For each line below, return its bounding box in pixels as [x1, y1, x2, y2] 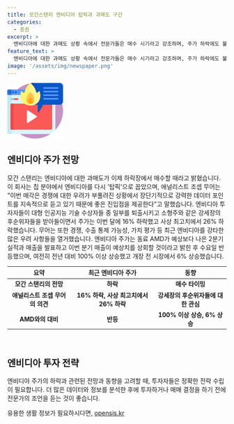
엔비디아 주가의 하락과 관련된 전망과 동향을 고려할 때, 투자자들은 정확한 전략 [7, 377, 212, 385]
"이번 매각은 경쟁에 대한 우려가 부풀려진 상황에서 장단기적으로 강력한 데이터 [7, 191, 211, 199]
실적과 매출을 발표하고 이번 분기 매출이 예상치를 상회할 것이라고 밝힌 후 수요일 [7, 243, 217, 252]
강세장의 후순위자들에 [157, 291, 216, 299]
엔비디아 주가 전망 [7, 154, 79, 166]
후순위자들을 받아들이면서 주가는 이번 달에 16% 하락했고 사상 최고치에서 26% [7, 217, 217, 225]
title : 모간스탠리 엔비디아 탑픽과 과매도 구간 [7, 11, 123, 18]
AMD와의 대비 [19, 315, 59, 323]
